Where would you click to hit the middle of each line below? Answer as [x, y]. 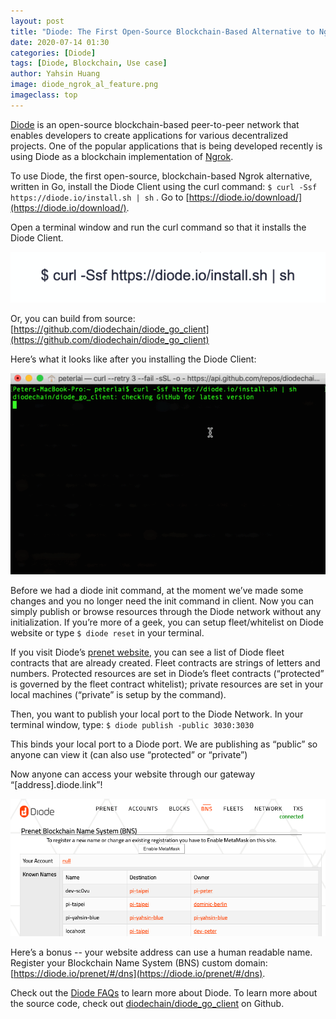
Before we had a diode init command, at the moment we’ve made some [157, 591]
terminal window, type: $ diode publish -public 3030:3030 [132, 725]
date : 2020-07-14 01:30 [60, 42]
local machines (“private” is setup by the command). [118, 695]
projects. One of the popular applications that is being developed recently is [166, 146]
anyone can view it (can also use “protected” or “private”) [129, 755]
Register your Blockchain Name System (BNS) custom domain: [139, 962]
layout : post [37, 21]
